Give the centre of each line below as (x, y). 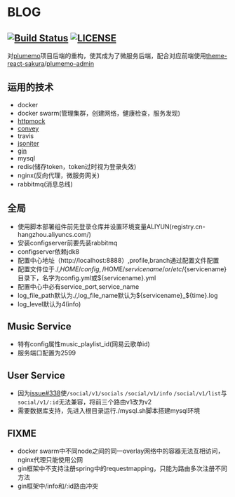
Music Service (39, 327)
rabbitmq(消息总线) (45, 184)
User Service (36, 375)
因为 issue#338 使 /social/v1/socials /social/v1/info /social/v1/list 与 (122, 393)
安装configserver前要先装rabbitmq (67, 243)
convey (28, 128)
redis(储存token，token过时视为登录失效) (77, 166)
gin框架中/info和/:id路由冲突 (58, 486)
